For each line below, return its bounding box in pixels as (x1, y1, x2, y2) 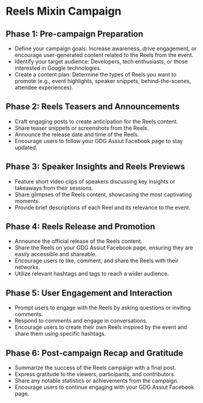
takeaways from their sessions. (14, 184, 94, 191)
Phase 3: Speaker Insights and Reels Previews (6, 161, 185, 172)
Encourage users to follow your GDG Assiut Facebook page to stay (14, 137, 183, 144)
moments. (14, 197, 40, 204)
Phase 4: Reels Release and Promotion (6, 221, 155, 232)
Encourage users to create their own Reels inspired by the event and (14, 324, 188, 331)
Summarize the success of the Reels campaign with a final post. (14, 364, 177, 371)
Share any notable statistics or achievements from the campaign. (14, 377, 179, 385)
